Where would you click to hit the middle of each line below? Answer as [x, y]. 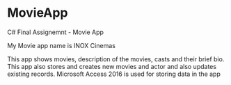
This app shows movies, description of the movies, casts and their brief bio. [116, 59]
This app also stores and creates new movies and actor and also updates [112, 66]
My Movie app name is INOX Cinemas [62, 45]
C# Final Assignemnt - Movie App [56, 32]
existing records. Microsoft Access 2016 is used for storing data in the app [114, 74]
